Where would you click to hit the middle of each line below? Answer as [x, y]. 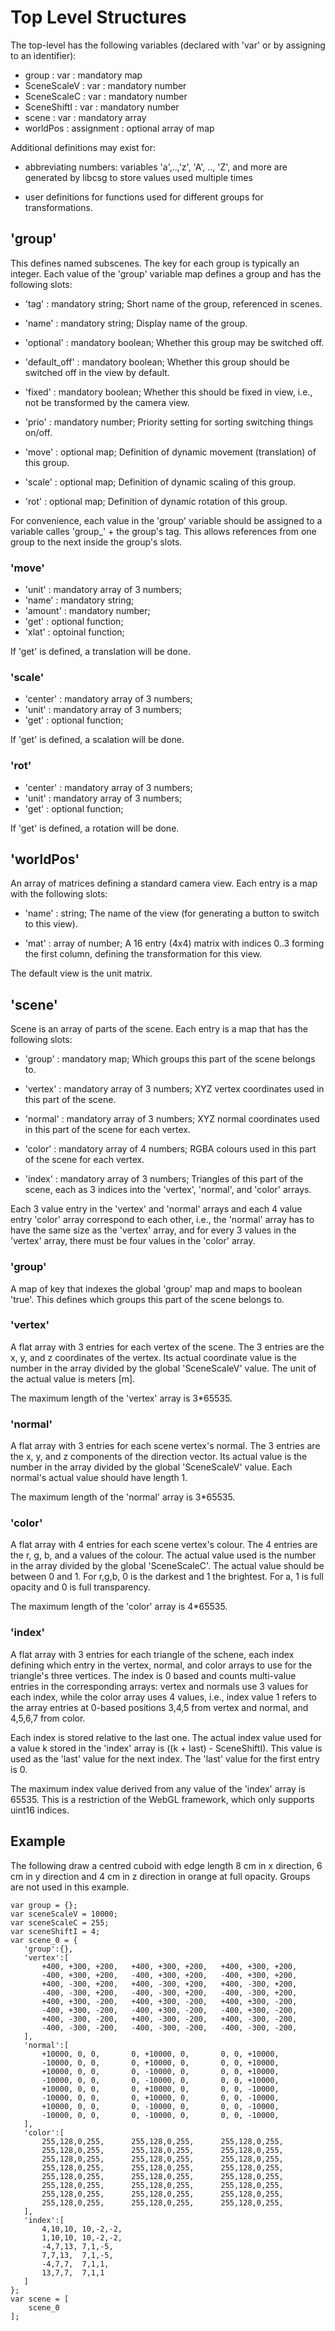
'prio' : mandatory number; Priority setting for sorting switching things [169, 422]
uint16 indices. [40, 1810]
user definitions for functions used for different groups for [144, 197]
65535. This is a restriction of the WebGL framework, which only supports [162, 1799]
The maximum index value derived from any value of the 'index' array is [158, 1788]
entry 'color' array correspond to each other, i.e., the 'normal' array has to [162, 1220]
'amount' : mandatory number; [87, 611]
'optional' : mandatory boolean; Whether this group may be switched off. [174, 342]
